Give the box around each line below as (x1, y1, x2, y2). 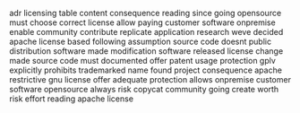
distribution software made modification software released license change (9, 46, 284, 56)
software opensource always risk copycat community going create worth (9, 84, 279, 94)
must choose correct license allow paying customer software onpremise (9, 17, 276, 28)
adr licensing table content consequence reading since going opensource (9, 8, 282, 18)
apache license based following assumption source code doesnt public (9, 36, 271, 47)
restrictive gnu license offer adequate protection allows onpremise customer (9, 74, 291, 84)
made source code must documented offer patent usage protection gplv (9, 56, 276, 65)
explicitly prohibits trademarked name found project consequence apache (9, 65, 282, 75)
